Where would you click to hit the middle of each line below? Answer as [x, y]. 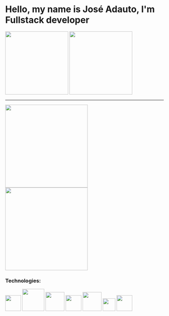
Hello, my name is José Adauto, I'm [80, 9]
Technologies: [23, 281]
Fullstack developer [47, 20]
